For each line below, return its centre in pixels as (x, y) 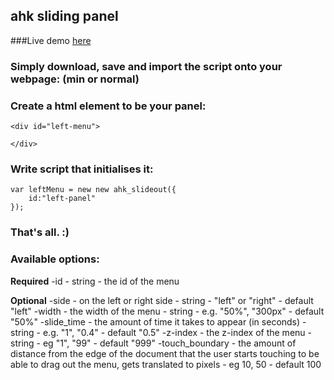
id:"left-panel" (62, 199)
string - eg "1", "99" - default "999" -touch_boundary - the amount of (153, 343)
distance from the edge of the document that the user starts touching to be (165, 353)
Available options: (55, 259)
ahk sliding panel (64, 16)
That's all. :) (40, 232)
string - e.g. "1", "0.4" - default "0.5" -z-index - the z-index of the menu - (161, 332)
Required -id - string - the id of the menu (95, 281)
